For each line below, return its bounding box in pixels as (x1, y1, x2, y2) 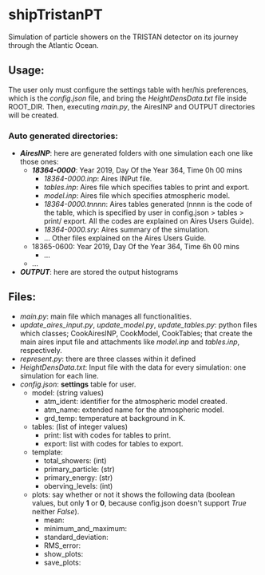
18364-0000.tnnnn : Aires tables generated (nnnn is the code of (43, 200, 253, 209)
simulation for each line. (19, 371, 99, 380)
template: (31, 447, 63, 457)
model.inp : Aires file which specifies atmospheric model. (43, 191, 231, 200)
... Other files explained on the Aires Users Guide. (43, 233, 207, 243)
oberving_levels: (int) (43, 481, 113, 490)
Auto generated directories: (8, 130, 118, 141)
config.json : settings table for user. (19, 379, 136, 389)
